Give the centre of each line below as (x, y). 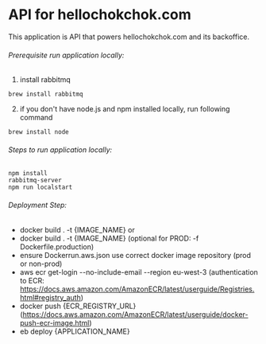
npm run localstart (40, 188)
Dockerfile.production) (57, 246)
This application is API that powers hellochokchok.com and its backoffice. (129, 37)
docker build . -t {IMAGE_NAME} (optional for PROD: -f (109, 238)
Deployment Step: (38, 205)
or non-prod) (41, 264)
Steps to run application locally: (60, 150)
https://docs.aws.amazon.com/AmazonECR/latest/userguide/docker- (135, 314)
